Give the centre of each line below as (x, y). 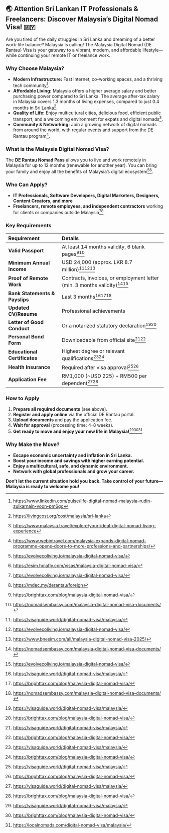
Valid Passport (26, 250)
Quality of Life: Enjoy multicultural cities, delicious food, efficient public (87, 113)
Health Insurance (29, 367)
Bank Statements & (32, 293)
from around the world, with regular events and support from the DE (83, 130)
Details (70, 238)
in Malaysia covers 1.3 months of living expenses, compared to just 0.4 (86, 101)
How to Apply (23, 398)
